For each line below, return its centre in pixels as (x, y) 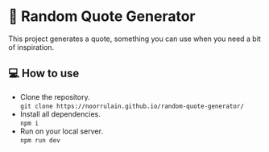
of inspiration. (31, 47)
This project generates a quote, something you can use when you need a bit (135, 39)
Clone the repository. (55, 97)
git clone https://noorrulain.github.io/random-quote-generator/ (132, 106)
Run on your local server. (61, 131)
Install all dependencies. (60, 114)
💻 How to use (44, 74)
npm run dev (40, 140)
